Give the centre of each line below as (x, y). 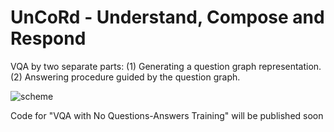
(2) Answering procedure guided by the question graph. (125, 77)
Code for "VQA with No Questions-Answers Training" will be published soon (167, 115)
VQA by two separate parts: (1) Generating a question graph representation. (166, 66)
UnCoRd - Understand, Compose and (167, 17)
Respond (48, 38)
